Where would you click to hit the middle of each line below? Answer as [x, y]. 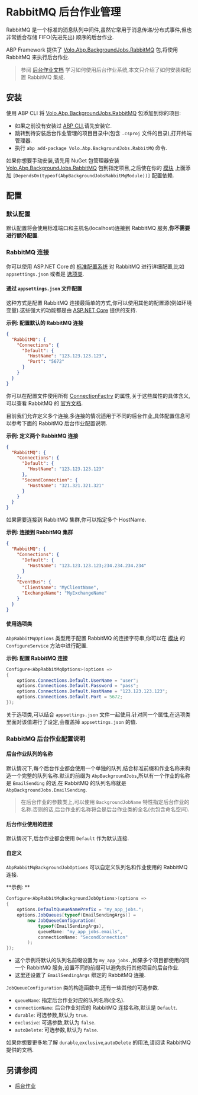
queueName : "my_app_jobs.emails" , [80, 931]
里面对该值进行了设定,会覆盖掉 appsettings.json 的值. [72, 722]
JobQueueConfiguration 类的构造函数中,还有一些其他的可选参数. [83, 988]
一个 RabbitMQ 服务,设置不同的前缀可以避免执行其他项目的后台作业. [97, 968]
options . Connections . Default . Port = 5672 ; [70, 697]
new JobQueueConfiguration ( [62, 920]
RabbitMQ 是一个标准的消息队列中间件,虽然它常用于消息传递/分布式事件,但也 [99, 30]
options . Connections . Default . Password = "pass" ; [78, 686]
